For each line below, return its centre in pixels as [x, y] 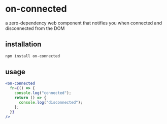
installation [23, 44]
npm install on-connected [32, 56]
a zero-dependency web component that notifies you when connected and [84, 23]
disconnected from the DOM [35, 28]
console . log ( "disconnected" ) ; [51, 102]
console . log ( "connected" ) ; [43, 93]
